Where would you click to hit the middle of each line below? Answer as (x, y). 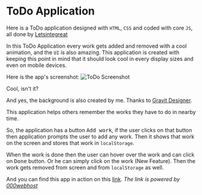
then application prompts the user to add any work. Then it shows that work (100, 136)
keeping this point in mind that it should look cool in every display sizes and (100, 59)
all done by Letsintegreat (37, 34)
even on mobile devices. (36, 65)
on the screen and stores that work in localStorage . (70, 142)
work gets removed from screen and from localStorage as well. (85, 167)
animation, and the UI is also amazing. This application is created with (93, 52)
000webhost (22, 185)
